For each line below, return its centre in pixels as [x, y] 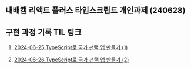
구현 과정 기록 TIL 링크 [43, 32]
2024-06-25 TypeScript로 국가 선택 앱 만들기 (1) [71, 47]
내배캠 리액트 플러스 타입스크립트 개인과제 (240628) [95, 11]
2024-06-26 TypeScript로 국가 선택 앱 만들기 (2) [71, 60]
